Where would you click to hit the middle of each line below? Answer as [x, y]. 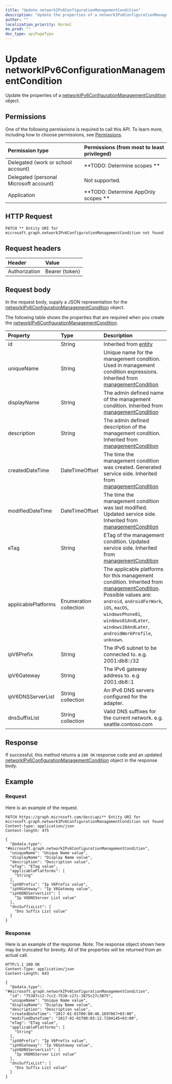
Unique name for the [128, 353]
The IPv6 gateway [125, 669]
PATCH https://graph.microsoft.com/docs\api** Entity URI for [73, 817]
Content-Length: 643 [27, 973]
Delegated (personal [33, 177]
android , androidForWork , [133, 601]
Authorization [24, 271]
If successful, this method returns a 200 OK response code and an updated [84, 755]
